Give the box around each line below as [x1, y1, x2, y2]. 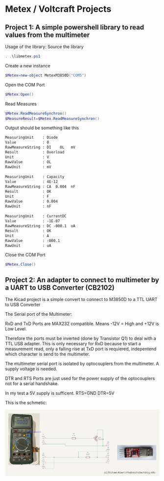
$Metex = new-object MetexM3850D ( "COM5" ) [5, 73, 87, 78]
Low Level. [5, 326, 27, 332]
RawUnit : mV [5, 165, 51, 170]
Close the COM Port [5, 252, 46, 258]
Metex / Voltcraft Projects [5, 3, 112, 15]
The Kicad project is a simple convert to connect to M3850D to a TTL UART [5, 297, 158, 302]
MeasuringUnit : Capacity [5, 175, 65, 180]
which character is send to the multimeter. [5, 351, 90, 357]
